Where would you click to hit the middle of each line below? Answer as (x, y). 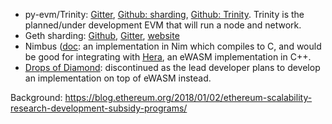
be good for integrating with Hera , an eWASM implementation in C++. (168, 57)
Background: (36, 97)
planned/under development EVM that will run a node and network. (163, 25)
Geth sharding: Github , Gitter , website (102, 35)
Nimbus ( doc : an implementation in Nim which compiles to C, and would (173, 46)
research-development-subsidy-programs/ (99, 108)
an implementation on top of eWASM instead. (118, 78)
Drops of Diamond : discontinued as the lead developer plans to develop (172, 67)
